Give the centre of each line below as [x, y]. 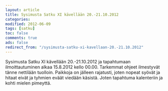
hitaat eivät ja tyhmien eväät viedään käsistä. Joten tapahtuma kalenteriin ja [84, 77]
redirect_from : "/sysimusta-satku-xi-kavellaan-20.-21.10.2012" [74, 47]
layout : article [22, 10]
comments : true [21, 38]
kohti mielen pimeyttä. [28, 83]
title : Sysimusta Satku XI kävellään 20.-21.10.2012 [62, 15]
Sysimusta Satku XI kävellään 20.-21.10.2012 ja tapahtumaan [68, 61]
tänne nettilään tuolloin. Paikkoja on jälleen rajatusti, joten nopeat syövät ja [83, 72]
